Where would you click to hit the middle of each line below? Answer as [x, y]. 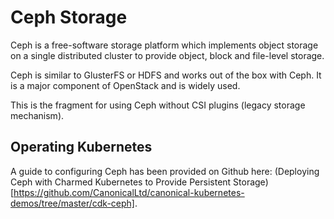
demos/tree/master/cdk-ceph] [72, 203]
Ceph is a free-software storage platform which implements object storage [164, 45]
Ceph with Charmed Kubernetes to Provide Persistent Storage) [139, 182]
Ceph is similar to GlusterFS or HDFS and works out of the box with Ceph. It [166, 75]
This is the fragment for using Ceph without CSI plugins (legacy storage [158, 105]
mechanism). [37, 115]
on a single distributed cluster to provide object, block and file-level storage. [167, 55]
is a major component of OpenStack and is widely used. [125, 85]
